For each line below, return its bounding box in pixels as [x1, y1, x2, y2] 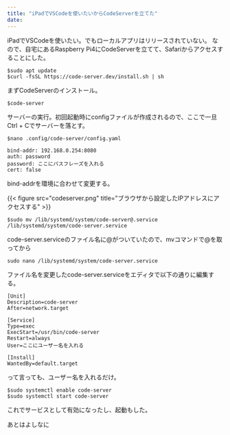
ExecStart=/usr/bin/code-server [7, 328, 100, 335]
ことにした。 [12, 53, 49, 62]
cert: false [7, 166, 41, 173]
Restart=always [7, 335, 51, 342]
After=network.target [7, 304, 69, 311]
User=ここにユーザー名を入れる [7, 342, 84, 349]
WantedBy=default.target [7, 360, 78, 367]
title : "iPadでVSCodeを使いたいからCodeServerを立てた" [7, 10, 158, 17]
